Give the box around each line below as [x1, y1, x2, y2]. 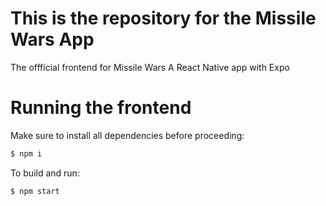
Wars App [10, 28, 95, 51]
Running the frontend [10, 97, 192, 119]
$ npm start [10, 186, 60, 196]
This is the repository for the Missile [10, 7, 317, 30]
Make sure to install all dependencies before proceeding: [10, 129, 245, 141]
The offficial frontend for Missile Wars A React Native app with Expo [10, 61, 290, 73]
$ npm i [10, 148, 43, 159]
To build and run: [10, 167, 80, 179]
